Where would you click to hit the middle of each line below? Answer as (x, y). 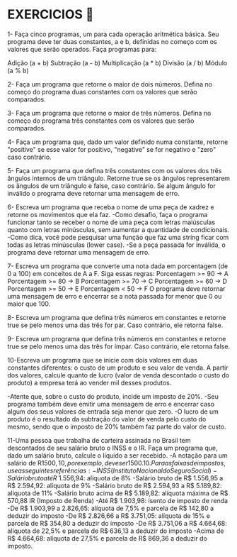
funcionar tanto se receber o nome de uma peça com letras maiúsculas (111, 222)
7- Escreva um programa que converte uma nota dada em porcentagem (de (118, 266)
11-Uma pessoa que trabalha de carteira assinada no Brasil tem (99, 440)
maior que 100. (29, 304)
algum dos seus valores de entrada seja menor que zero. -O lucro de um (113, 412)
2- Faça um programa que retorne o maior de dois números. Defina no (110, 84)
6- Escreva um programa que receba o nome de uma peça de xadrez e (111, 207)
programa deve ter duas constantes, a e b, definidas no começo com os (112, 41)
